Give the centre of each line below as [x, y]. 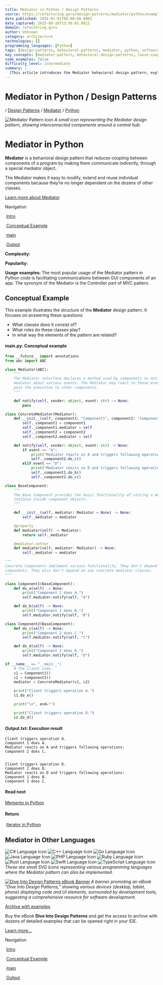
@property [24, 526]
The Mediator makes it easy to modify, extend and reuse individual [72, 177]
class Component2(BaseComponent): [40, 624]
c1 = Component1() [32, 673]
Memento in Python [25, 803]
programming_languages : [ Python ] [39, 46]
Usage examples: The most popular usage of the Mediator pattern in [74, 272]
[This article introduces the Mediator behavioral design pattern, [79, 73]
